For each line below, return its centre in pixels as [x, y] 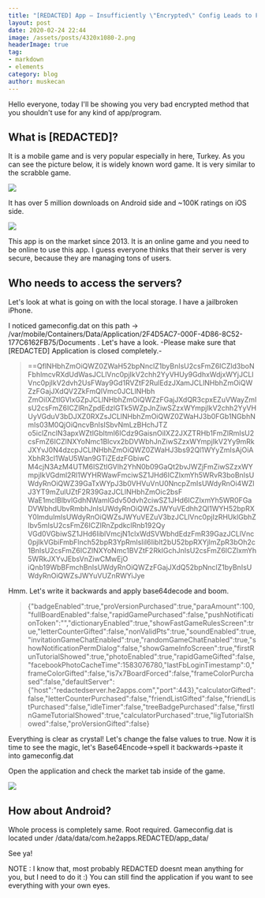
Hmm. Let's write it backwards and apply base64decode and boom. [119, 591]
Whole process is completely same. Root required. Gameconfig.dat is [121, 829]
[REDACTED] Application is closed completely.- [85, 351]
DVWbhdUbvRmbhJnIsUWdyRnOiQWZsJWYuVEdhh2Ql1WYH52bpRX [141, 509]
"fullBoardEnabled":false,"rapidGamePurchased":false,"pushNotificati [140, 615]
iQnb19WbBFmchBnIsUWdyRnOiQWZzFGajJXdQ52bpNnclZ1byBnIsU [140, 567]
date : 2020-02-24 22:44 [47, 30]
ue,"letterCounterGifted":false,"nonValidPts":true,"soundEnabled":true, [142, 631]
